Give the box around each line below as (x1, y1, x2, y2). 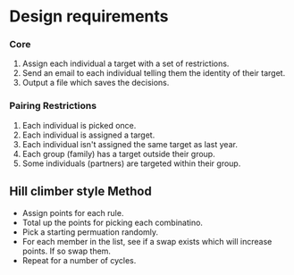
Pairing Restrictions (9, 100, 97, 112)
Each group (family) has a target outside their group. (21, 148, 216, 159)
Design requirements (9, 6, 169, 27)
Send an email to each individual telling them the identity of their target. (21, 68, 286, 79)
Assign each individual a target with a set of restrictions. (21, 58, 230, 69)
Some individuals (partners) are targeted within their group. (21, 158, 241, 169)
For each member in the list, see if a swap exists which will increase (21, 236, 273, 246)
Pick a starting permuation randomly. (21, 226, 159, 237)
